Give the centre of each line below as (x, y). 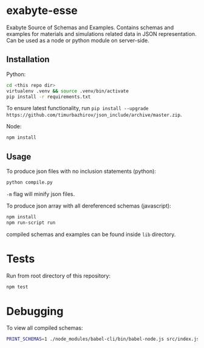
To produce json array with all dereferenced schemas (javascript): (89, 206)
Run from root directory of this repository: (59, 276)
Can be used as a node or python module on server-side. (78, 40)
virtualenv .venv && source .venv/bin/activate (68, 91)
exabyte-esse (42, 11)
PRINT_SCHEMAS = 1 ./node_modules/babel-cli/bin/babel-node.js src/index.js (103, 339)
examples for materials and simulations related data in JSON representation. (101, 33)
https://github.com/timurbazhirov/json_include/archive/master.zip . (94, 115)
